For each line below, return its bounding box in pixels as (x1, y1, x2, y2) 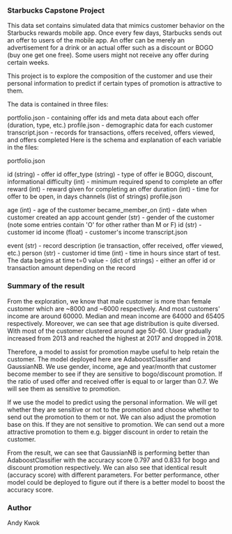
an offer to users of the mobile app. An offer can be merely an (7, 36, 185, 45)
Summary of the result (7, 281, 85, 291)
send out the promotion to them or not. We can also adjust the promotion (7, 413, 217, 421)
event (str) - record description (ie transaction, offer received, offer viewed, (7, 242, 224, 250)
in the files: (7, 143, 40, 152)
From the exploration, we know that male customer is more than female (7, 297, 211, 305)
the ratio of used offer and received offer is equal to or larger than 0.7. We (7, 377, 219, 385)
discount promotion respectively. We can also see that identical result (7, 463, 207, 471)
